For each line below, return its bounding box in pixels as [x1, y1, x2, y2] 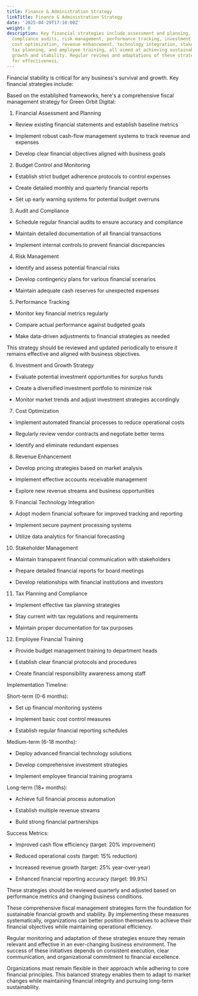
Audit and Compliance [15, 207, 69, 214]
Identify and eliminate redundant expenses [15, 441, 119, 448]
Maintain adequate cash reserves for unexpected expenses [15, 287, 159, 294]
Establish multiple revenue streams [15, 806, 100, 813]
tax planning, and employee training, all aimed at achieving [12, 47, 167, 53]
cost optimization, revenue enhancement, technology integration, [12, 42, 178, 48]
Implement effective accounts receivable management [15, 475, 147, 483]
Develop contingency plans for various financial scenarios [15, 275, 156, 283]
